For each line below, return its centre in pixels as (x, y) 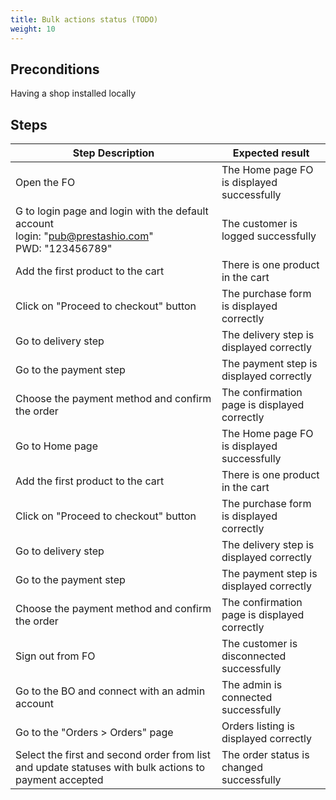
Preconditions (55, 69)
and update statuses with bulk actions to (110, 768)
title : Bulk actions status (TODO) (84, 19)
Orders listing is (258, 726)
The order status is (265, 755)
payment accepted (59, 780)
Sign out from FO (55, 656)
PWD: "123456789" (64, 249)
